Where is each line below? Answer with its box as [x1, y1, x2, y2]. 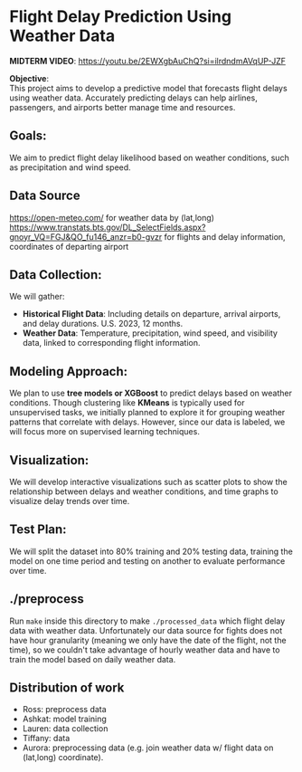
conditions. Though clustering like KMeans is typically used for [9, 397, 245, 408]
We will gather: [9, 291, 65, 302]
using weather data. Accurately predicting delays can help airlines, [9, 92, 258, 103]
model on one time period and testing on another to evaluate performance [9, 555, 286, 567]
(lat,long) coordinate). [22, 752, 104, 763]
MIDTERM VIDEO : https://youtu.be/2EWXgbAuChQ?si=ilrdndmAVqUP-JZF [9, 55, 287, 66]
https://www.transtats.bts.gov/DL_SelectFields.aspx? [9, 222, 206, 233]
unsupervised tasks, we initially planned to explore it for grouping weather [9, 407, 286, 418]
